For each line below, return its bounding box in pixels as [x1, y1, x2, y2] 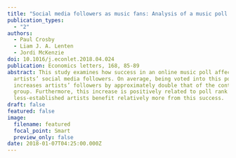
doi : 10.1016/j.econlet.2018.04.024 [7, 56, 114, 63]
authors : [7, 29, 33, 37]
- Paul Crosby [13, 36, 55, 43]
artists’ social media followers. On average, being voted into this [13, 75, 221, 82]
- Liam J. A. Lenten [13, 43, 74, 50]
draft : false [7, 101, 46, 108]
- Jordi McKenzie [13, 50, 65, 57]
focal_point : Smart [13, 127, 71, 134]
